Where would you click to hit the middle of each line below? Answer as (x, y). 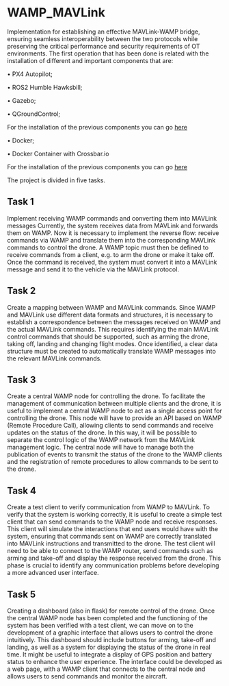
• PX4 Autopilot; (30, 74)
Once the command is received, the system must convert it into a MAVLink (112, 262)
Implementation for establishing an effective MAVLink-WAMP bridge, (104, 32)
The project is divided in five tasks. (56, 180)
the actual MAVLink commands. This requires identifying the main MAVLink (113, 329)
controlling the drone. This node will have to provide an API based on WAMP (114, 418)
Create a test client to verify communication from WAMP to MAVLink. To (109, 507)
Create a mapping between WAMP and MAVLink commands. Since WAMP (111, 307)
